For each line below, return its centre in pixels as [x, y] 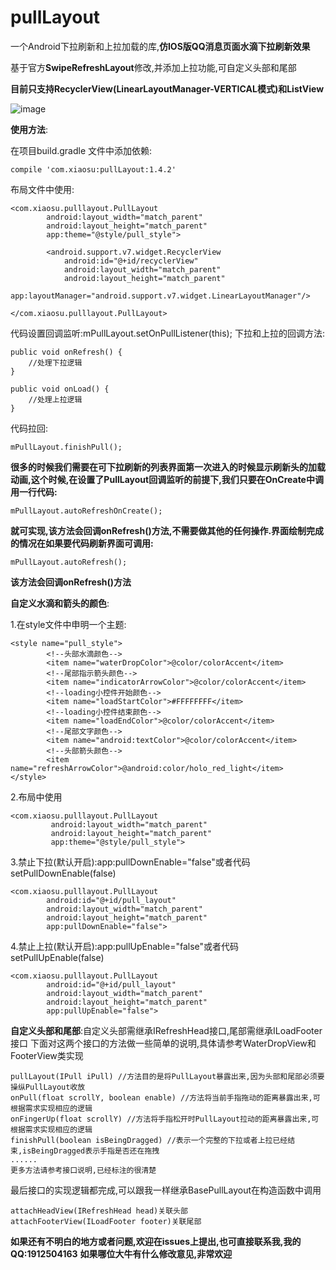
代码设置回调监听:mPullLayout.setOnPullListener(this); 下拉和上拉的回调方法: [167, 333]
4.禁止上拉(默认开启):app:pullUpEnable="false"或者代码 [125, 946]
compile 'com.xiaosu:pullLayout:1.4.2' [93, 169]
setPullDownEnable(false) [63, 873]
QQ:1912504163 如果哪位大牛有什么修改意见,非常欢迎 [121, 1253]
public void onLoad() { [60, 389]
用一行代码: [34, 492]
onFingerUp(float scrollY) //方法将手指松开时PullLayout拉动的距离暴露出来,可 [165, 1119]
